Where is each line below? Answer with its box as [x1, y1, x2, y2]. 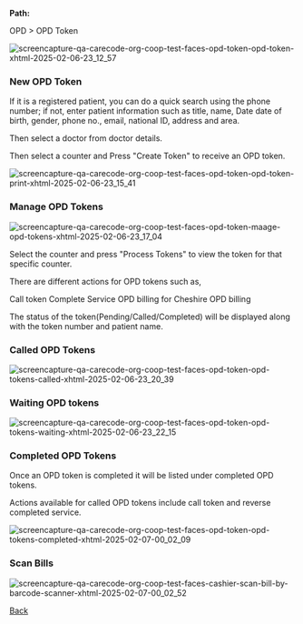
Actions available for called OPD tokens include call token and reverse [9, 498, 271, 508]
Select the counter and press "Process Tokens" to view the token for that [9, 248, 283, 259]
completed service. [9, 507, 82, 518]
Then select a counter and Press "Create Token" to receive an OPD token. [9, 150, 286, 162]
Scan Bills [9, 557, 54, 569]
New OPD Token [9, 75, 83, 87]
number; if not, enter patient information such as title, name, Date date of [9, 106, 283, 116]
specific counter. [9, 258, 73, 269]
